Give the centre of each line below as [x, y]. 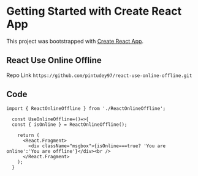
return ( [29, 135]
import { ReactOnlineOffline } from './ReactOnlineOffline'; [86, 108]
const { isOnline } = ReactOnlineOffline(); [70, 124]
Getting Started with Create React [94, 11]
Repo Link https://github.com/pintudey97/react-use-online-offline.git [99, 75]
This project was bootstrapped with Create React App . [75, 41]
